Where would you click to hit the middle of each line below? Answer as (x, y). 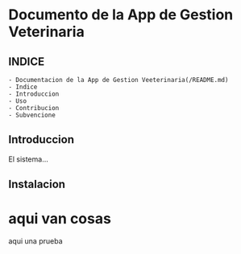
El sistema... (28, 159)
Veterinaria (46, 32)
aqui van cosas (60, 219)
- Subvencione (32, 115)
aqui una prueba (35, 241)
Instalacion (37, 184)
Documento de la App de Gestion (121, 15)
